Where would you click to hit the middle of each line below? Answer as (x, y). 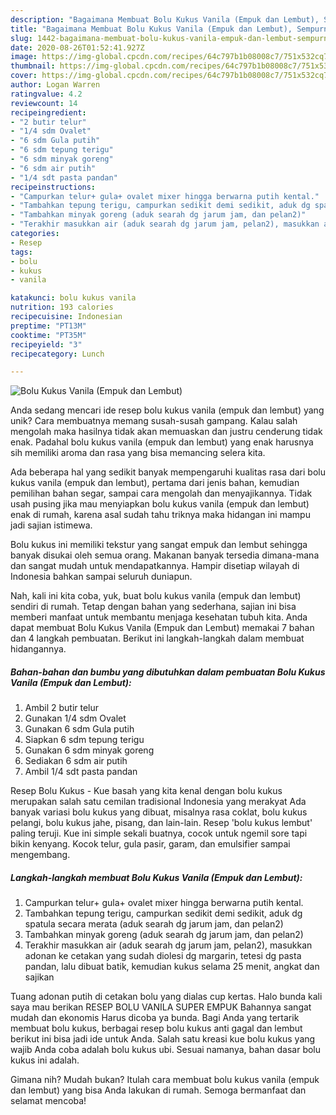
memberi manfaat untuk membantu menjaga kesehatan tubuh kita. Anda (159, 617)
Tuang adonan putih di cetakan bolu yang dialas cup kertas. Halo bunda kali (166, 997)
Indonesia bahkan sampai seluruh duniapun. (101, 577)
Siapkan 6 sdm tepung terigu (84, 740)
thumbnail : (33, 66)
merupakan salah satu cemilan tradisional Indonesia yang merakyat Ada (158, 802)
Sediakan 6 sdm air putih (76, 761)
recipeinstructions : (53, 187)
